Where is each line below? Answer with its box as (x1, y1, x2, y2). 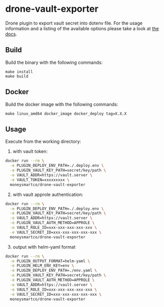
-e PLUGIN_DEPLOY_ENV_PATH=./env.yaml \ (10, 268, 97, 273)
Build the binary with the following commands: (5, 59, 103, 65)
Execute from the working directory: (5, 139, 81, 145)
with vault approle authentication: (12, 191, 83, 198)
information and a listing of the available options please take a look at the (5, 25, 159, 31)
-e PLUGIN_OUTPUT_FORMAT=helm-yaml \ (10, 258, 90, 264)
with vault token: (12, 148, 48, 155)
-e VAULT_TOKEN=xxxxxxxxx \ (10, 177, 70, 182)
